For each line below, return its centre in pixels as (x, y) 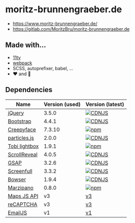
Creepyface (22, 129)
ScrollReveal (23, 154)
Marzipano (21, 188)
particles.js (21, 138)
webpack (22, 63)
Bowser (17, 179)
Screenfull (20, 171)
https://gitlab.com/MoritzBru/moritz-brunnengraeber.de (71, 29)
